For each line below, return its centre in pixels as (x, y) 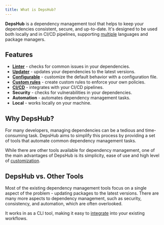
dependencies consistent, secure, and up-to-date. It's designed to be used (81, 29)
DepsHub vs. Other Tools (44, 176)
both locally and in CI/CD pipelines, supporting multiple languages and (77, 34)
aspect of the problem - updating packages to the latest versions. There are (82, 193)
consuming (16, 136)
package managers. (25, 39)
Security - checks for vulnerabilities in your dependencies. (72, 93)
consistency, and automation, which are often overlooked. (64, 204)
